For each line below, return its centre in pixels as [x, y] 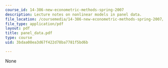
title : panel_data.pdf [29, 33]
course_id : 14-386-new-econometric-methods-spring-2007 [64, 10]
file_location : [21, 19]
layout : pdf [17, 28]
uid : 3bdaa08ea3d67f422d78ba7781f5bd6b [47, 42]
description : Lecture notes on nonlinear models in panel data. [73, 14]
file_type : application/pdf [34, 24]
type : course [19, 38]
